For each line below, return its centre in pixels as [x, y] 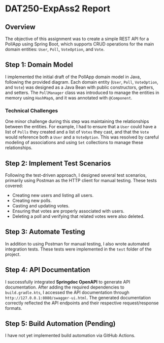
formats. [14, 308]
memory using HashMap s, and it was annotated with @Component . [69, 98]
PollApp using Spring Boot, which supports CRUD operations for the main [80, 44]
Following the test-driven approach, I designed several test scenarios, [76, 175]
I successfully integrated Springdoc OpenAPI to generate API [68, 282]
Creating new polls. [32, 200]
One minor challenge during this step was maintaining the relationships [77, 121]
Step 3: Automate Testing [45, 232]
